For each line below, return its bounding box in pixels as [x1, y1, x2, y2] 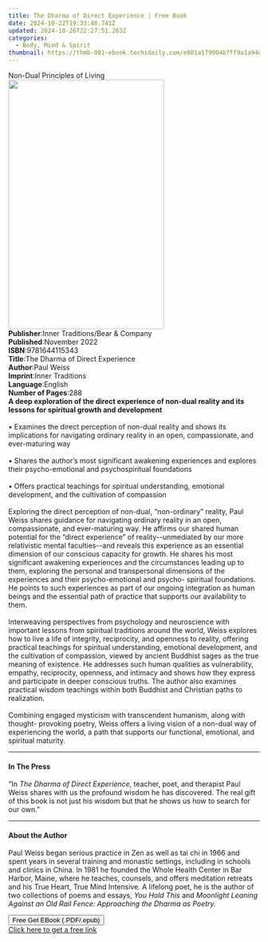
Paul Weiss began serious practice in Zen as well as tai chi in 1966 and [8, 848, 240, 858]
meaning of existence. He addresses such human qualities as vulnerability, [8, 659, 254, 669]
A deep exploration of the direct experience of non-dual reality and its [8, 397, 245, 406]
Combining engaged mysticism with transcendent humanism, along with [8, 710, 246, 719]
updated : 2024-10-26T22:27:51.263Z [8, 26, 127, 34]
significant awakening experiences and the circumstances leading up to [8, 558, 245, 567]
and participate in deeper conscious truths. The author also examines [8, 676, 237, 686]
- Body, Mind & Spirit [15, 42, 91, 49]
